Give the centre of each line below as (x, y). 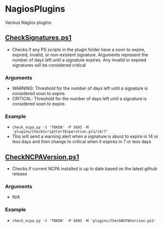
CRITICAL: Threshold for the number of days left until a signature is (79, 99)
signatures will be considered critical (49, 65)
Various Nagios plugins (28, 22)
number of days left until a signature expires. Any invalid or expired (79, 60)
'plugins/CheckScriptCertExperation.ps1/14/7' (60, 132)
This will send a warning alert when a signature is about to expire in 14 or (85, 136)
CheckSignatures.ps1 (38, 38)
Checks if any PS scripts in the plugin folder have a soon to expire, (79, 49)
